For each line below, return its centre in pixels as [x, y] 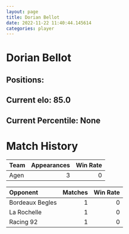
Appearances [51, 165]
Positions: [25, 80]
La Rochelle [25, 212]
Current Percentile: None [54, 120]
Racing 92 [23, 221]
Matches [75, 192]
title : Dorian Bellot [33, 17]
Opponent [24, 192]
